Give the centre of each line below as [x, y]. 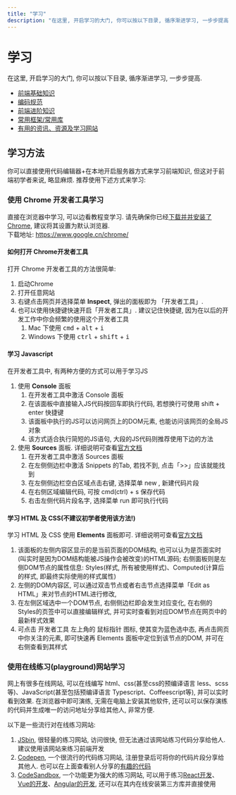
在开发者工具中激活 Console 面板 [76, 395]
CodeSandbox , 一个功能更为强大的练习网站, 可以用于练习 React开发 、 [118, 775]
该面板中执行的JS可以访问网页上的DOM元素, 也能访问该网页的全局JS [128, 421]
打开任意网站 [36, 292]
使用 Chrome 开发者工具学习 [56, 200]
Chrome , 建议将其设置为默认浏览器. [59, 226]
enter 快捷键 [46, 412]
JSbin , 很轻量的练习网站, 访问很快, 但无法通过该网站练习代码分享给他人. [121, 740]
